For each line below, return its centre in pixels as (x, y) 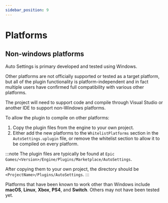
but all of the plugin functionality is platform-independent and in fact (77, 82)
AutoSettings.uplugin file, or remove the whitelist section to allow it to (86, 138)
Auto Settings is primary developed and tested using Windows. (71, 66)
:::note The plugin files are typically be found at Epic (60, 154)
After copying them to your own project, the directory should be (72, 169)
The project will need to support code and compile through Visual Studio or (84, 102)
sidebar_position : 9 (27, 10)
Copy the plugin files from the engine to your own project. (73, 128)
